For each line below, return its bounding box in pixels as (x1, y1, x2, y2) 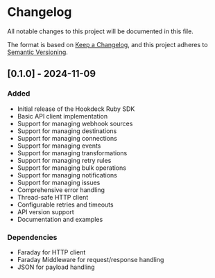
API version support (17, 207, 74, 216)
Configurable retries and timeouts (17, 200, 114, 209)
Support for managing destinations (17, 126, 117, 135)
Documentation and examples (17, 215, 103, 223)
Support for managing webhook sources (17, 119, 133, 128)
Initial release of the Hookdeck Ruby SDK (17, 105, 135, 113)
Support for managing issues (17, 178, 101, 186)
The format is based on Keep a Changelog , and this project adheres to (7, 40, 208, 49)
